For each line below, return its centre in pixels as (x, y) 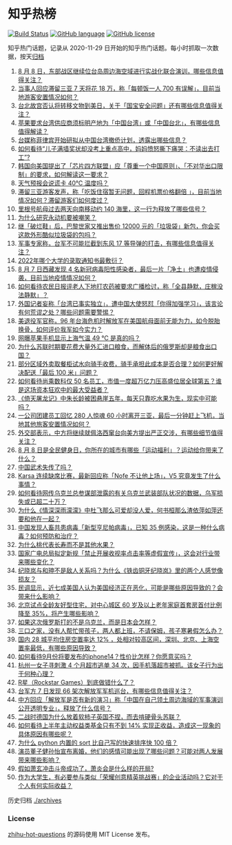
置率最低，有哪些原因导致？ (57, 647)
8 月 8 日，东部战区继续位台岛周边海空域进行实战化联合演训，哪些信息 (117, 71)
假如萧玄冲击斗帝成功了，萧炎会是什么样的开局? (86, 768)
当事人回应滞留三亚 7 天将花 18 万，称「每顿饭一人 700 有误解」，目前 (116, 88)
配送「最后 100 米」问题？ (61, 372)
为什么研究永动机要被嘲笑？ (57, 217)
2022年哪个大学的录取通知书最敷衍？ (71, 260)
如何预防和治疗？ (54, 536)
